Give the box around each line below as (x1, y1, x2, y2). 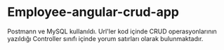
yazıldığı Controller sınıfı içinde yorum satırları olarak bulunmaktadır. (7, 34, 204, 42)
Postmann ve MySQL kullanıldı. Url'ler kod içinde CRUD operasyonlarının (7, 27, 218, 35)
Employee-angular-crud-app (7, 4, 180, 20)
